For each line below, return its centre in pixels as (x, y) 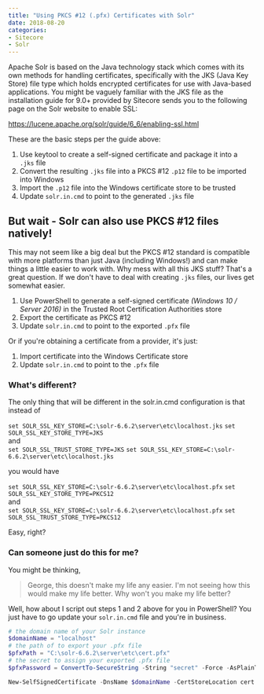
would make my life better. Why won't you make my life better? (129, 593)
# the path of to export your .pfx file (75, 646)
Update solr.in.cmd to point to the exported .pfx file (104, 325)
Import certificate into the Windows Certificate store (104, 356)
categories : (27, 30)
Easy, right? (27, 532)
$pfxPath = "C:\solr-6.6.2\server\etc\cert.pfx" (89, 653)
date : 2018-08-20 (37, 23)
